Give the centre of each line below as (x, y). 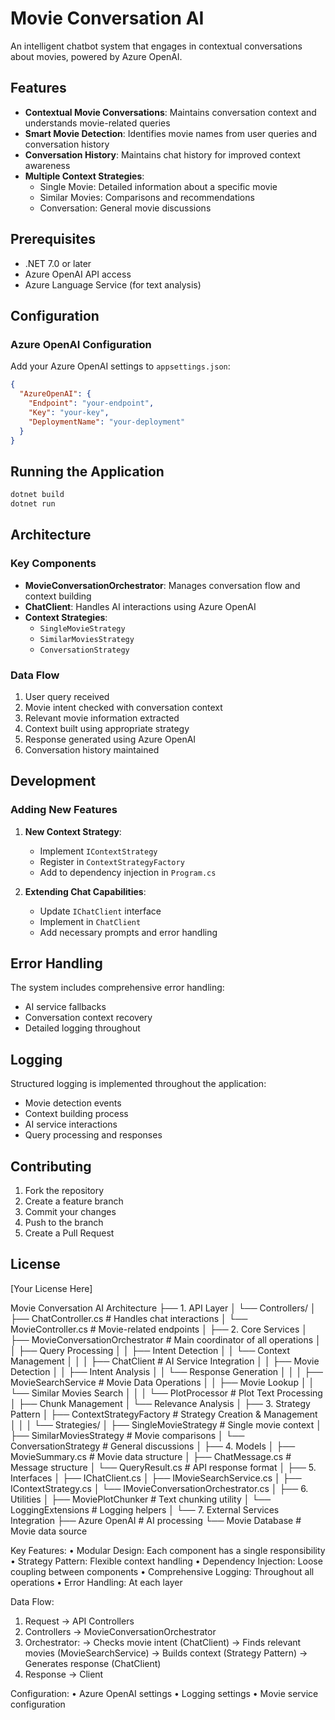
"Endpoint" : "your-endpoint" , (91, 403)
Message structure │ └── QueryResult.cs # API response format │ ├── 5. (163, 1467)
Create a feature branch (74, 1201)
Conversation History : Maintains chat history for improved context (162, 154)
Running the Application (87, 471)
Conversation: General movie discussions (125, 208)
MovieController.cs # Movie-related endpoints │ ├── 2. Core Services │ (159, 1329)
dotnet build (37, 495)
